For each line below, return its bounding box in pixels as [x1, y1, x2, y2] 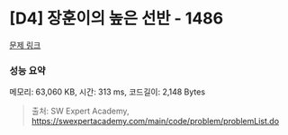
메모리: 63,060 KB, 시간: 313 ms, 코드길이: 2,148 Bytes [9, 86, 205, 97]
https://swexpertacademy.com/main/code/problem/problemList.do [31, 116, 280, 127]
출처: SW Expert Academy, [31, 105, 130, 117]
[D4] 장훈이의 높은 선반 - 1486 [9, 8, 224, 29]
